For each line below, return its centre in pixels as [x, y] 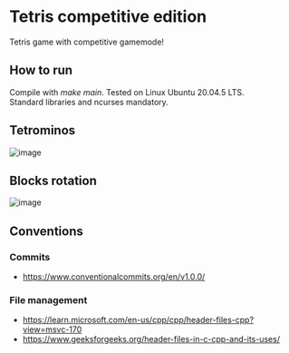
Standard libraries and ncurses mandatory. [89, 102]
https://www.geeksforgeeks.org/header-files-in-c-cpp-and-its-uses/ [151, 339]
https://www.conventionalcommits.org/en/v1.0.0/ [114, 277]
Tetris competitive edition [108, 17]
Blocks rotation [53, 180]
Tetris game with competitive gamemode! [87, 42]
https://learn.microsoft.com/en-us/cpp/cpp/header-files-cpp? [138, 320]
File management [48, 299]
